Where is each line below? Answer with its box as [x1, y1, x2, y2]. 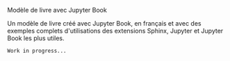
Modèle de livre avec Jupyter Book [7, 6, 108, 14]
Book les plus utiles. [7, 34, 65, 42]
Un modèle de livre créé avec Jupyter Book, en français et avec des [7, 19, 202, 27]
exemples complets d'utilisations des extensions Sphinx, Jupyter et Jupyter [7, 27, 224, 35]
